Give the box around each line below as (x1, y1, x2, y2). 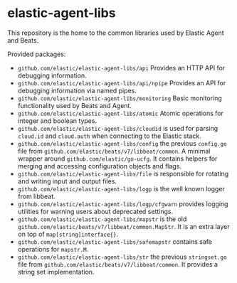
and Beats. (7, 36, 39, 44)
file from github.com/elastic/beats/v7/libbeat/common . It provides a (17, 260, 218, 268)
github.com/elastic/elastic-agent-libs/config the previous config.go (17, 139, 227, 147)
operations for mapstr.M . (17, 245, 89, 253)
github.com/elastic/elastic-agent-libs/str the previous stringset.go (17, 252, 227, 261)
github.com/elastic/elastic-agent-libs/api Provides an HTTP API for (17, 63, 226, 72)
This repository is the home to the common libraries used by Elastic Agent (7, 28, 224, 37)
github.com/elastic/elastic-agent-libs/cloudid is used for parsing (17, 124, 218, 132)
